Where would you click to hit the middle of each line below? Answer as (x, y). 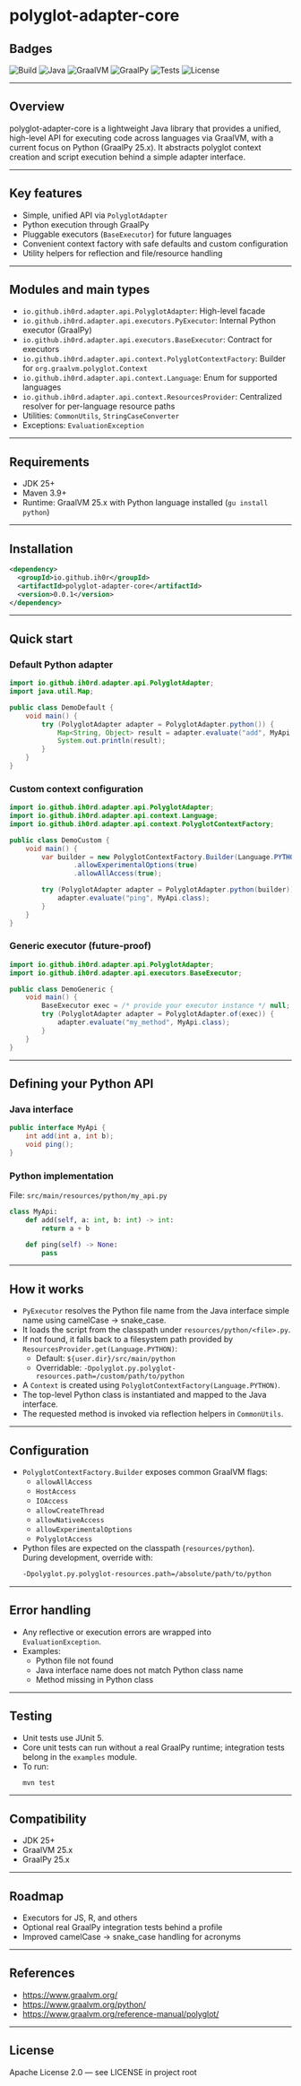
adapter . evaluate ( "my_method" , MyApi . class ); (143, 1022)
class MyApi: (34, 1212)
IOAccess (52, 1502)
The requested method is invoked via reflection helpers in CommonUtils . (153, 1414)
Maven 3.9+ (44, 493)
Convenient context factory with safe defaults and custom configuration (155, 244)
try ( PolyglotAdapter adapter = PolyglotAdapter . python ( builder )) (168, 890)
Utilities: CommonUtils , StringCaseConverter (101, 416)
